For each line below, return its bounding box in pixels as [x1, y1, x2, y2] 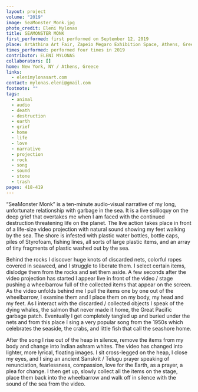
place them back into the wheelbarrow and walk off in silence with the [6, 374, 176, 381]
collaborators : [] [6, 58, 51, 64]
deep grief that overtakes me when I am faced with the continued [6, 213, 165, 220]
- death [11, 107, 31, 113]
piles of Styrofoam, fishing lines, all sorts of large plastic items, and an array [6, 238, 190, 245]
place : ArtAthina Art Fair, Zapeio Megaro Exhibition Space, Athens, [6, 42, 181, 48]
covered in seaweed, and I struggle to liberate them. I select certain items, [6, 262, 186, 269]
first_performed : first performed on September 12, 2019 [6, 36, 149, 42]
